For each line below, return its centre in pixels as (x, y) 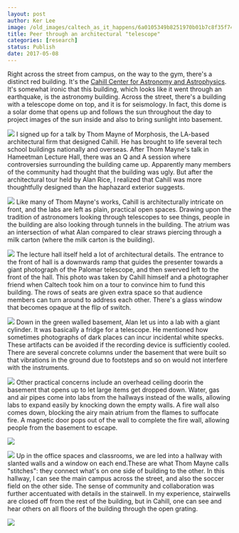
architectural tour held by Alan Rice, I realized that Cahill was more (105, 180)
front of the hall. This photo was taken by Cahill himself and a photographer (118, 277)
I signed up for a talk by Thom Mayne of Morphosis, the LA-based (113, 134)
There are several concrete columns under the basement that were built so (117, 352)
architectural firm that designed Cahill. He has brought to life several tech (115, 141)
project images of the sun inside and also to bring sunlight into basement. (115, 119)
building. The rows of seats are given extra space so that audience (105, 292)
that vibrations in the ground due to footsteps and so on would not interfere (118, 360)
